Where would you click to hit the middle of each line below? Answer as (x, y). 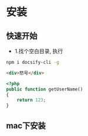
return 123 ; (31, 100)
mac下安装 (26, 126)
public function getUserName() (45, 89)
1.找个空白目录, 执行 (39, 51)
